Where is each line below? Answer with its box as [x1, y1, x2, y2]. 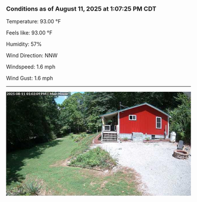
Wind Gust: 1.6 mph [6, 75, 53, 82]
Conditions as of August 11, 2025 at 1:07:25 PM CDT [6, 5, 157, 13]
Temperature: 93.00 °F [6, 18, 62, 25]
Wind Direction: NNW [6, 52, 58, 59]
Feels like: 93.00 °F [6, 29, 53, 36]
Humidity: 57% [6, 40, 42, 48]
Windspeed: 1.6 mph [6, 63, 56, 70]
